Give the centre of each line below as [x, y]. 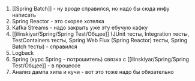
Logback [23, 53]
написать [24, 15]
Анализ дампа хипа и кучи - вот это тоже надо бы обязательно [93, 72]
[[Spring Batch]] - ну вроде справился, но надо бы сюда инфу [91, 9]
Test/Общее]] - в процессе [46, 66]
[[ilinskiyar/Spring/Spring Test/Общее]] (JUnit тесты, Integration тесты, [100, 34]
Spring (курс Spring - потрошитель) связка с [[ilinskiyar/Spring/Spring [100, 59]
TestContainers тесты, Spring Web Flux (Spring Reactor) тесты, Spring [100, 40]
